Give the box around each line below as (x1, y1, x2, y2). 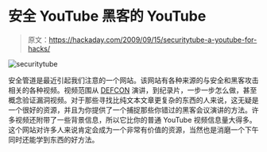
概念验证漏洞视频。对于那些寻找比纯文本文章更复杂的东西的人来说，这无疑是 (8, 95, 259, 104)
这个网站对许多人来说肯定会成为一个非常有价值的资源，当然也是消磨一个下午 (8, 124, 259, 135)
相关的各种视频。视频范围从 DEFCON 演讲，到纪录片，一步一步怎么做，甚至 (8, 85, 257, 95)
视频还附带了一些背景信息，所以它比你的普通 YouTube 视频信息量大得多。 (14, 115, 257, 124)
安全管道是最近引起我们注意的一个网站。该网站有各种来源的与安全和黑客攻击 (8, 75, 259, 85)
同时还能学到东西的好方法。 (8, 135, 99, 144)
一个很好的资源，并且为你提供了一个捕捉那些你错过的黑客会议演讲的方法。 (8, 104, 252, 115)
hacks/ (27, 44, 51, 53)
